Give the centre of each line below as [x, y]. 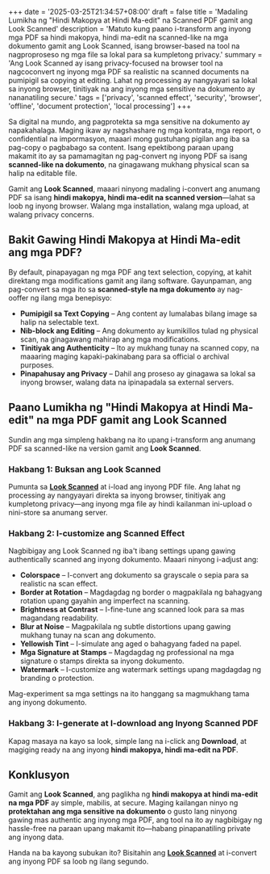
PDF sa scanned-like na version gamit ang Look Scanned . [105, 448]
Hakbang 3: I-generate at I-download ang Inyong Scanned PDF [133, 724]
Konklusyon [39, 775]
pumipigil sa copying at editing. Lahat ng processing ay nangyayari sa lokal [133, 80]
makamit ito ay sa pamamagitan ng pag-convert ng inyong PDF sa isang [128, 156]
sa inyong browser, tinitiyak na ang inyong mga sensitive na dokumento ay [132, 89]
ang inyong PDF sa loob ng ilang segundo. [79, 861]
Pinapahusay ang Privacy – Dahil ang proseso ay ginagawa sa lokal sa [138, 373]
